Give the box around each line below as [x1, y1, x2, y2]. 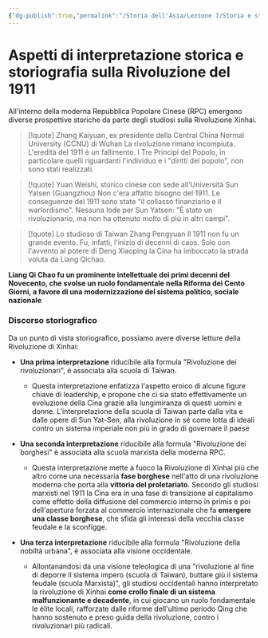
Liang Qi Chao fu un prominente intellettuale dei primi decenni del [8, 270, 230, 279]
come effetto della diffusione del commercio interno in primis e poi [31, 496, 251, 506]
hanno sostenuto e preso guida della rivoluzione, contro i [31, 612, 219, 622]
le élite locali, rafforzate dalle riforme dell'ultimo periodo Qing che [31, 604, 247, 613]
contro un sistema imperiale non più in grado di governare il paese [31, 423, 250, 433]
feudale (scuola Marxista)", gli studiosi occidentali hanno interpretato [31, 578, 259, 588]
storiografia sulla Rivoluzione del [8, 63, 231, 81]
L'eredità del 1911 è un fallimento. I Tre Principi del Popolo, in [27, 147, 226, 156]
